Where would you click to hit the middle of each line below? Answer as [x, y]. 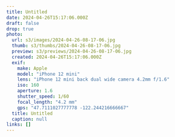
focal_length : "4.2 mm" [47, 102]
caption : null [29, 119]
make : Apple [32, 68]
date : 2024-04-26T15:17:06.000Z [47, 18]
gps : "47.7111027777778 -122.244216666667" [73, 108]
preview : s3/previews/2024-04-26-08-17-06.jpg [72, 52]
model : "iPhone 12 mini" [49, 74]
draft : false [23, 23]
